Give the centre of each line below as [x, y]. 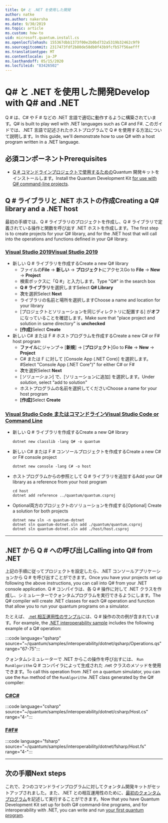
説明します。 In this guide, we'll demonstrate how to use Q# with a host [82, 136]
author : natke [20, 15]
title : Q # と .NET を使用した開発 [38, 10]
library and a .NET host [42, 209]
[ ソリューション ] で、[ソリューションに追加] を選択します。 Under [87, 377]
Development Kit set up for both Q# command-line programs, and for [76, 804]
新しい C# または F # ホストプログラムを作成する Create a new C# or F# [86, 336]
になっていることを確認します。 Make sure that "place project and [87, 318]
